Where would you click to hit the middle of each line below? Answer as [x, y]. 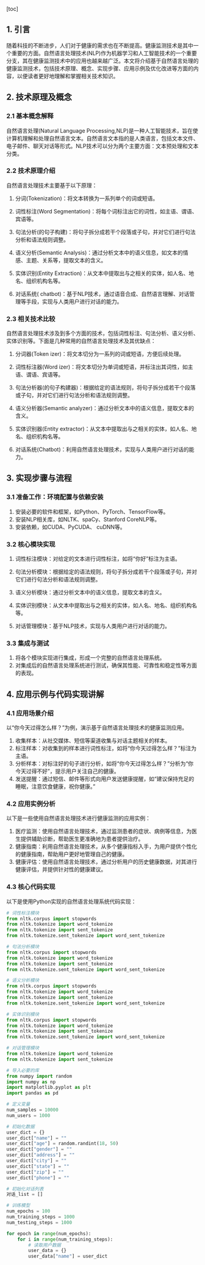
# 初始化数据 [20, 1127]
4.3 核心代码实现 [31, 887]
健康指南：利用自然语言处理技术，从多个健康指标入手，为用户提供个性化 [106, 847]
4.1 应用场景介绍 [30, 713]
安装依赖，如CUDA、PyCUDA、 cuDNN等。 [70, 527]
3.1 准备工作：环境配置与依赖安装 [55, 497]
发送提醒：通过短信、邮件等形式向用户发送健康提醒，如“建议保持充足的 [104, 779]
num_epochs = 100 [28, 1211]
